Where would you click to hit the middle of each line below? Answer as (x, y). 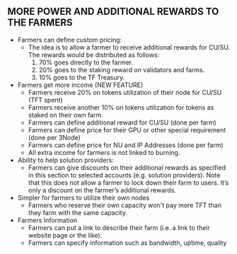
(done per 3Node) (54, 137)
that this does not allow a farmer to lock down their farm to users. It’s (128, 183)
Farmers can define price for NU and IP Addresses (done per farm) (126, 145)
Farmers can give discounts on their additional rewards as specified (127, 167)
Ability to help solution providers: (66, 160)
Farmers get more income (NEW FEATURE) (80, 85)
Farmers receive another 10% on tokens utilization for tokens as (121, 107)
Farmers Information (47, 220)
